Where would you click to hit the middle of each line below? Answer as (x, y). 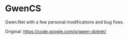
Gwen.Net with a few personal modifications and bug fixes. (64, 22)
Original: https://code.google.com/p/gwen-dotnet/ (56, 31)
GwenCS (23, 9)
